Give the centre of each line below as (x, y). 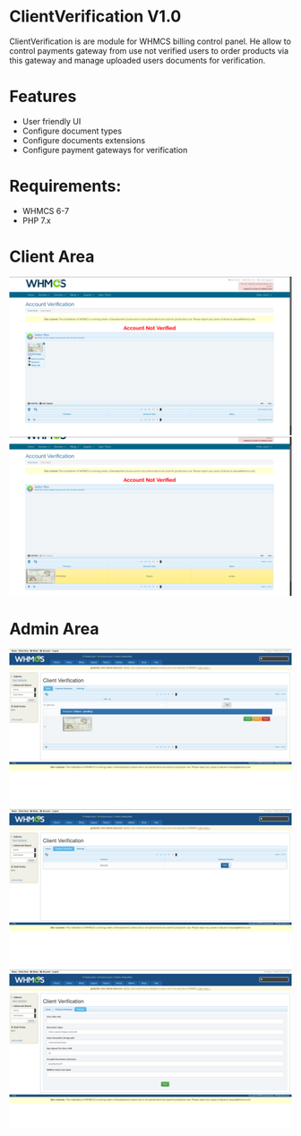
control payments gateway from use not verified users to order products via (149, 50)
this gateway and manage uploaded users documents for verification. (138, 60)
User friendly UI (52, 121)
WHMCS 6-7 (46, 211)
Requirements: (65, 186)
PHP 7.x (36, 220)
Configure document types (72, 131)
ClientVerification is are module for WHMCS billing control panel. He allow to (150, 41)
